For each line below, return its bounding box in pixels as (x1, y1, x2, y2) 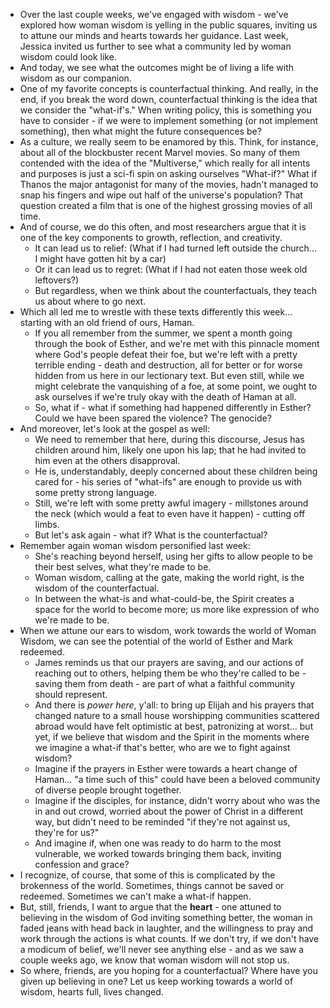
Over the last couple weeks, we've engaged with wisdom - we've (19, 9, 289, 20)
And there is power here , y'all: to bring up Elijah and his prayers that (34, 699, 315, 711)
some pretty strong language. (34, 487, 157, 498)
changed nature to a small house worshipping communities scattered (34, 710, 320, 721)
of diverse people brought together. (34, 784, 182, 796)
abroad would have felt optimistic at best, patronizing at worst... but (34, 720, 314, 732)
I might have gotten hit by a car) (34, 253, 167, 264)
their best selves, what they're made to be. (34, 561, 212, 573)
